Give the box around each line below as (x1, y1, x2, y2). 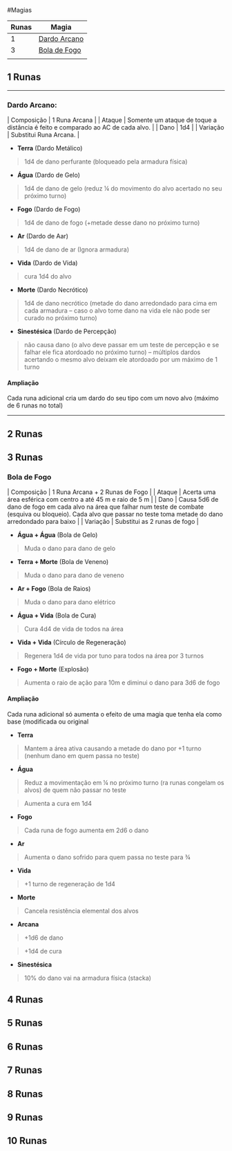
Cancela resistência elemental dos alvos (23, 906, 139, 915)
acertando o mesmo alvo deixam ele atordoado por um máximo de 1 (23, 355, 217, 364)
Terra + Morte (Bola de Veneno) (17, 558, 109, 566)
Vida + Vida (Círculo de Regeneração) (17, 638, 126, 647)
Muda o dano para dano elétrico (23, 598, 116, 606)
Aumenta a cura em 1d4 (23, 799, 92, 807)
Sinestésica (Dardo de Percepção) (17, 327, 117, 335)
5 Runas (7, 1017, 43, 1029)
